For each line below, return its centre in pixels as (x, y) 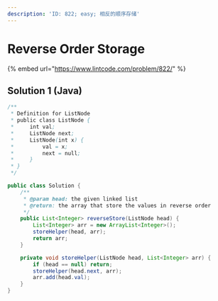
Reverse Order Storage (76, 49)
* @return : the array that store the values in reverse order (117, 205)
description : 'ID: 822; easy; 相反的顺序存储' (74, 14)
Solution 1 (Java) (45, 90)
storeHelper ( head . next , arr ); (77, 271)
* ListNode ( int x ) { (47, 140)
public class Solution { (44, 186)
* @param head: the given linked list (81, 199)
